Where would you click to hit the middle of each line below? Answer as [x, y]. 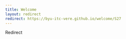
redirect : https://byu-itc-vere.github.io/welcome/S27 [63, 19]
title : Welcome [21, 10]
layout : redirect [23, 14]
